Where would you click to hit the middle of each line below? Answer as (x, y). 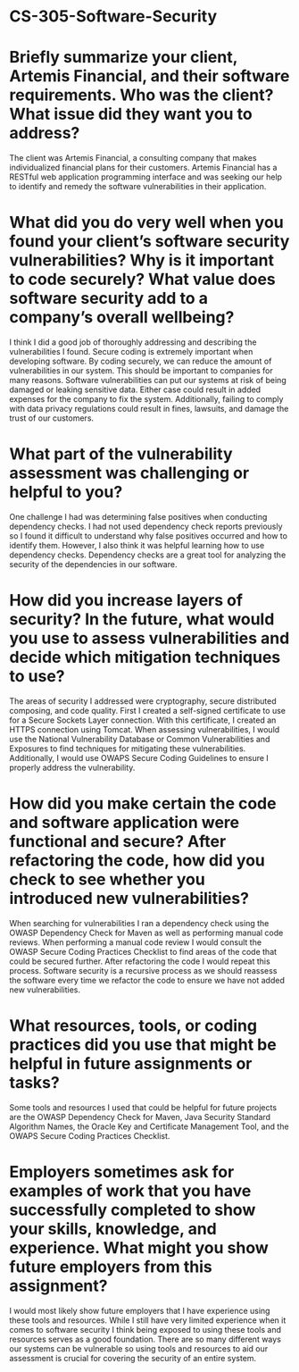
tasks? (34, 1083)
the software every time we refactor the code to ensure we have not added (147, 980)
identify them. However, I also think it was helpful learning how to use (137, 545)
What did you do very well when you (146, 223)
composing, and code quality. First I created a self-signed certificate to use (147, 710)
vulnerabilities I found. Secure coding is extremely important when (131, 352)
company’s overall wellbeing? (122, 318)
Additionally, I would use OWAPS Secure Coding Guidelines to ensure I (139, 757)
